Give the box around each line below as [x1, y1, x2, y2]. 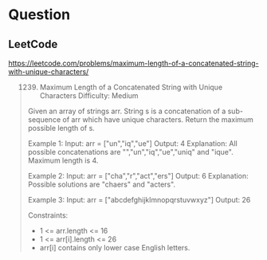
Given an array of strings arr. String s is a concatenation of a [27, 106, 226, 116]
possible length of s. [27, 124, 96, 132]
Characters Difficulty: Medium [39, 91, 139, 100]
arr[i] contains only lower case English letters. [39, 243, 190, 252]
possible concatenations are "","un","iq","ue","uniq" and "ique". [27, 148, 234, 156]
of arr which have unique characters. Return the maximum [62, 115, 253, 124]
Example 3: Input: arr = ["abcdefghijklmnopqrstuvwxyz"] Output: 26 [27, 195, 251, 204]
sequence [27, 115, 61, 124]
